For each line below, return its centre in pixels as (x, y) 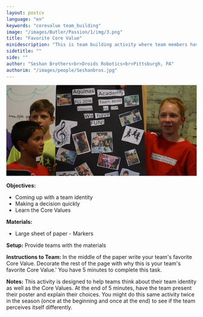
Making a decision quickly (47, 203)
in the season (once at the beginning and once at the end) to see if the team (101, 301)
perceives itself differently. (39, 307)
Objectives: (21, 185)
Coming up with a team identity (54, 197)
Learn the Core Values (43, 210)
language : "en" (25, 19)
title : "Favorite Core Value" (44, 38)
